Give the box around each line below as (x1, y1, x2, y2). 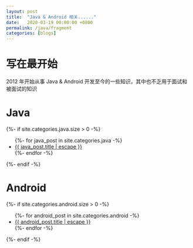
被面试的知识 (6, 86, 37, 93)
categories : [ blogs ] (6, 30, 57, 36)
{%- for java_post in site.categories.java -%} (14, 137, 123, 144)
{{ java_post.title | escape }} (14, 143, 82, 150)
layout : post (6, 8, 38, 15)
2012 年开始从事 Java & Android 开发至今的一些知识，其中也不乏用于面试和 (6, 78, 188, 85)
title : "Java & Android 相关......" (6, 14, 97, 20)
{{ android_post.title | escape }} (14, 218, 91, 225)
